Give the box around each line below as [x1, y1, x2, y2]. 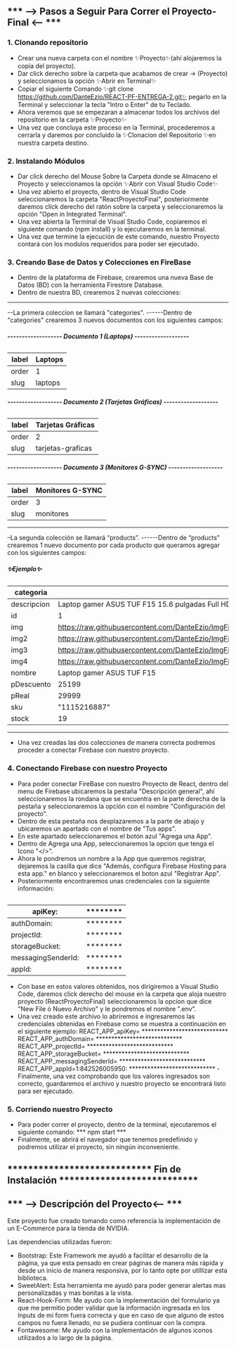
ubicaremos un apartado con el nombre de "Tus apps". [17, 824, 177, 833]
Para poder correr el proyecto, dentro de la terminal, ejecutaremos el [17, 1120, 216, 1129]
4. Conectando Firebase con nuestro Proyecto [7, 763, 168, 773]
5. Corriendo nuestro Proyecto [7, 1104, 113, 1114]
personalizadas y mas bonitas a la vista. [17, 1289, 133, 1297]
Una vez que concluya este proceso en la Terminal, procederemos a [17, 123, 216, 132]
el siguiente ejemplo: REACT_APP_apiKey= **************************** [17, 1027, 228, 1035]
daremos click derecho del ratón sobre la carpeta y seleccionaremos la [17, 202, 223, 210]
